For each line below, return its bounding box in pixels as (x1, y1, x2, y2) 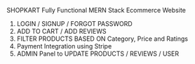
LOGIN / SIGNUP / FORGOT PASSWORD (16, 20, 133, 27)
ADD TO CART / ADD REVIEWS (16, 27, 107, 35)
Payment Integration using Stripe (16, 42, 112, 50)
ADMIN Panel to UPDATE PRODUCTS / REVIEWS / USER (16, 49, 180, 58)
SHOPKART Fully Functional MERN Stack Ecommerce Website (6, 6, 187, 14)
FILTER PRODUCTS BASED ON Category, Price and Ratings (16, 34, 189, 43)
